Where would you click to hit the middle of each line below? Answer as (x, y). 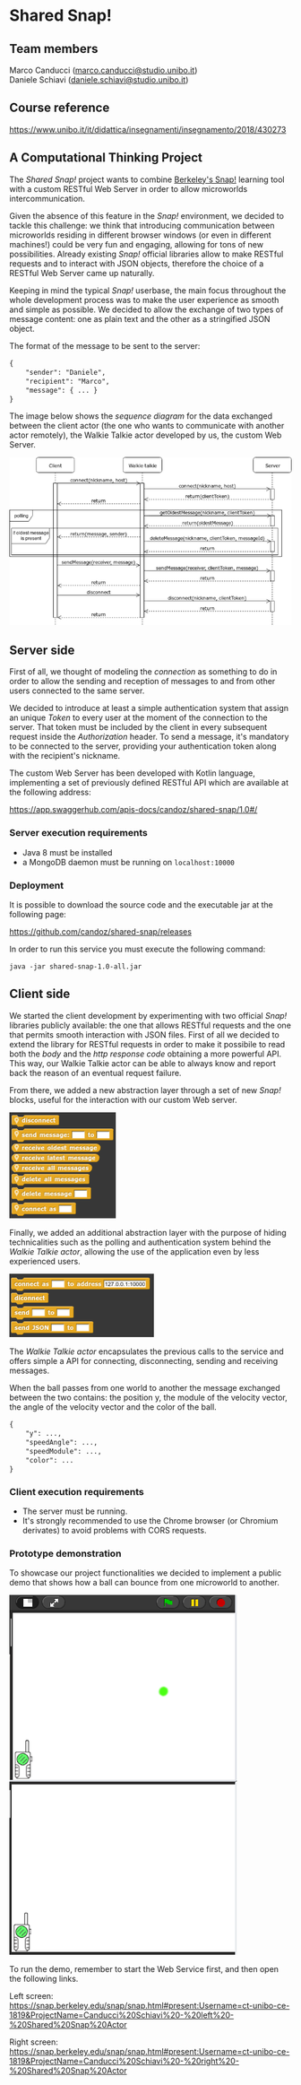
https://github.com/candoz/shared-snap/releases (101, 931)
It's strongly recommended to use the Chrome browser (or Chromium (150, 1521)
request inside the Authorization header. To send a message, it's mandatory (149, 737)
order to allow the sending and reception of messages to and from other (142, 682)
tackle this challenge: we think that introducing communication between (142, 225)
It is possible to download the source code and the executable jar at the (141, 904)
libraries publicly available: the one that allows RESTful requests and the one (150, 1025)
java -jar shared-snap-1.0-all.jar (76, 966)
